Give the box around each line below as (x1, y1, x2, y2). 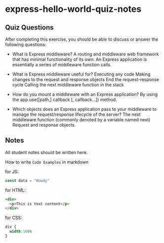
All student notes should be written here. (5, 149, 88, 155)
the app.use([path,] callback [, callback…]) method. (12, 97, 117, 102)
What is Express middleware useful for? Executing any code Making (12, 71, 151, 77)
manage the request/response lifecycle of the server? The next (12, 111, 141, 117)
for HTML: (5, 187, 26, 193)
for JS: (5, 168, 19, 174)
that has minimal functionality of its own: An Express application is (12, 56, 147, 62)
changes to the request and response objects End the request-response (12, 77, 160, 82)
